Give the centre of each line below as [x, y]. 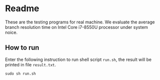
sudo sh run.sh [21, 74]
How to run [22, 48]
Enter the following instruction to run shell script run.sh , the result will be [78, 60]
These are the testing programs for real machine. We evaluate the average [80, 22]
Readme [22, 9]
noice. [11, 32]
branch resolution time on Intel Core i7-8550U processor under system [77, 27]
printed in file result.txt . [31, 64]
